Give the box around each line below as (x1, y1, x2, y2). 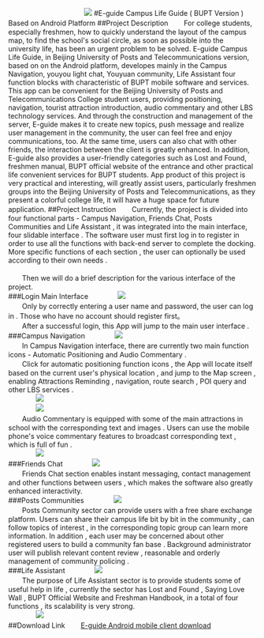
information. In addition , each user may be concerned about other (8, 531, 225, 541)
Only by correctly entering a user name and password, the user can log (21, 301, 254, 311)
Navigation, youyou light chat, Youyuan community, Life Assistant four (8, 70, 236, 78)
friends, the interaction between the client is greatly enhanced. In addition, (8, 145, 251, 154)
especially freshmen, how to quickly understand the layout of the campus (8, 28, 247, 36)
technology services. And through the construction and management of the (8, 111, 254, 120)
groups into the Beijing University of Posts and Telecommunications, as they (8, 187, 256, 196)
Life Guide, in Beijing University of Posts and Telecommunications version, (8, 52, 250, 62)
